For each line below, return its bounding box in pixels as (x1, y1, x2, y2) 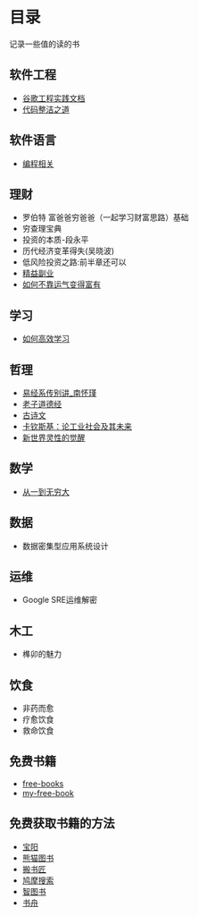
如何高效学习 (21, 334, 70, 344)
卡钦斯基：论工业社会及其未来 (21, 421, 132, 431)
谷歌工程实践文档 (21, 92, 86, 103)
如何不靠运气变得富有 (21, 279, 101, 290)
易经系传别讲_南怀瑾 (21, 387, 97, 398)
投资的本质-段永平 (21, 234, 89, 245)
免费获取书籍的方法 (9, 816, 115, 831)
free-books (21, 778, 64, 789)
